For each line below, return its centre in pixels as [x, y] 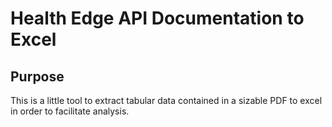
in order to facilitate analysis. [70, 111]
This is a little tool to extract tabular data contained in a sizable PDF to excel [166, 100]
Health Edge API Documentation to [157, 18]
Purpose [37, 76]
